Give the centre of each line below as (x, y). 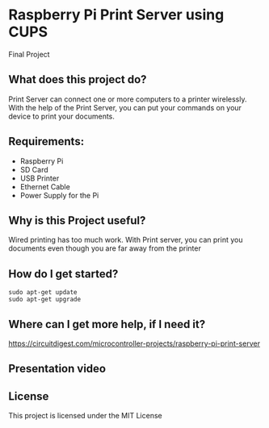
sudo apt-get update (43, 293)
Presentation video (57, 369)
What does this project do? (78, 79)
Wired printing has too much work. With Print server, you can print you (126, 240)
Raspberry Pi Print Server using (116, 15)
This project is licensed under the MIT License (86, 416)
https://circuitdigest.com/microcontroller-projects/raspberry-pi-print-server (134, 343)
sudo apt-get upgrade (45, 300)
